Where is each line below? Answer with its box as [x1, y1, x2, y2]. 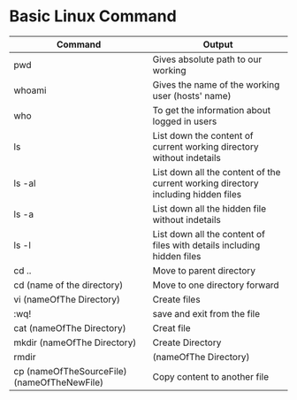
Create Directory [152, 336, 222, 349]
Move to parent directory [152, 264, 256, 276]
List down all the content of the [152, 165, 281, 178]
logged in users [152, 115, 217, 127]
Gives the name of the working [152, 78, 280, 90]
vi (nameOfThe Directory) [13, 293, 121, 305]
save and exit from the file [152, 307, 261, 319]
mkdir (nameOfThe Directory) [13, 336, 137, 349]
